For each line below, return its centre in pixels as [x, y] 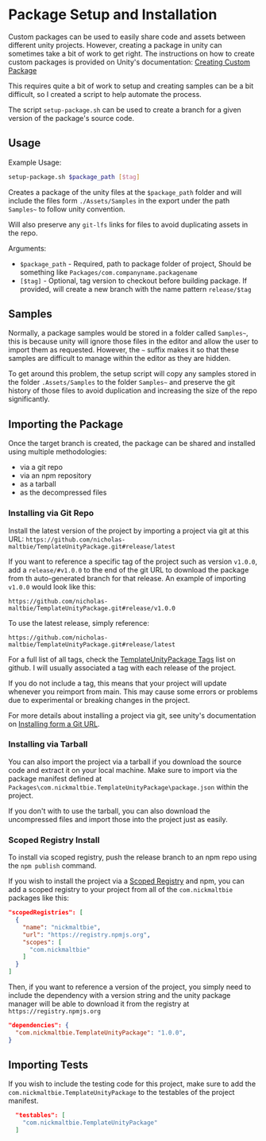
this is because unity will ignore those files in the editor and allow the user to [133, 342]
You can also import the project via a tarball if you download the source [125, 762]
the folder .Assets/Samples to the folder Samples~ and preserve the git [122, 382]
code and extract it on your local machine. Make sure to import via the [123, 770]
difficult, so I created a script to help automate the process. [105, 94]
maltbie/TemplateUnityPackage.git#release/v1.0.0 [92, 608]
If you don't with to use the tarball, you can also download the [109, 811]
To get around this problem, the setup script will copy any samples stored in [132, 374]
